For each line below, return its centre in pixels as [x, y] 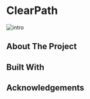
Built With [25, 67]
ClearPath [32, 11]
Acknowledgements [45, 88]
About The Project [42, 46]
